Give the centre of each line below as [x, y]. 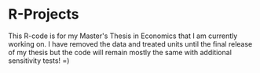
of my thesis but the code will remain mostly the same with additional [120, 52]
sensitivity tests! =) [39, 61]
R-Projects [44, 14]
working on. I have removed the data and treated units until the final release [130, 43]
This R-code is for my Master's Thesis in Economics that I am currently [123, 36]
